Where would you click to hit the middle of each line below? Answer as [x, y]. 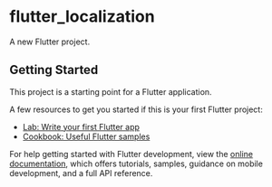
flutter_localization [83, 17]
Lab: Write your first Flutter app [81, 126]
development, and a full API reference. [81, 173]
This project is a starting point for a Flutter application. [111, 91]
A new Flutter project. [50, 42]
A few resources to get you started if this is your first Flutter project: [136, 109]
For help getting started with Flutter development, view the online [131, 154]
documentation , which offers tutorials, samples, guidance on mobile [136, 164]
